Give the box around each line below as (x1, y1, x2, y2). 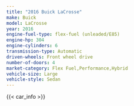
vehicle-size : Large (6, 71, 59, 77)
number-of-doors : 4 (6, 59, 56, 65)
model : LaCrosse (6, 20, 47, 26)
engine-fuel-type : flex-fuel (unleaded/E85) (6, 31, 120, 38)
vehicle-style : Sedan (6, 76, 61, 82)
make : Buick (6, 15, 36, 21)
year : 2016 (6, 25, 34, 32)
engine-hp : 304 (6, 37, 45, 43)
